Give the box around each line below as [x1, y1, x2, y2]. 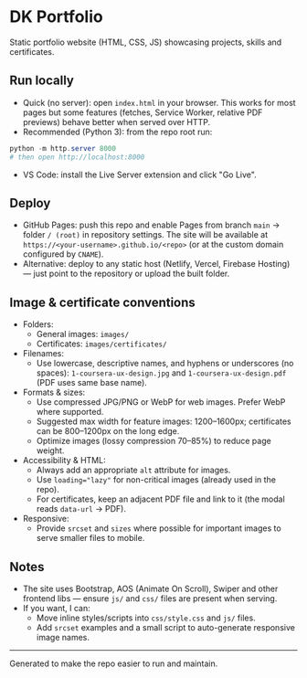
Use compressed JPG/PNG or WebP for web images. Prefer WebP [36, 397, 286, 408]
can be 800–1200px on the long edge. [36, 426, 180, 437]
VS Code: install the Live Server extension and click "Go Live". [22, 169, 258, 180]
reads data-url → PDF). [36, 503, 126, 514]
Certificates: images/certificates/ [36, 338, 167, 349]
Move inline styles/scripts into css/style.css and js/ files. [36, 612, 256, 623]
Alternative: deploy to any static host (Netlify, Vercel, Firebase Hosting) [22, 259, 291, 270]
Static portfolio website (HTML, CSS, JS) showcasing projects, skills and [9, 37, 282, 48]
